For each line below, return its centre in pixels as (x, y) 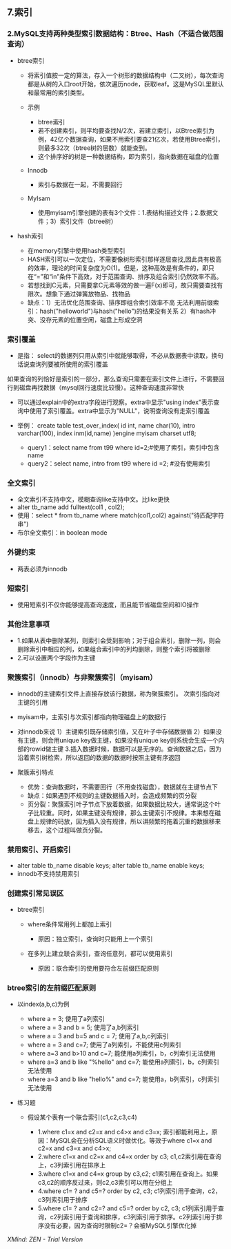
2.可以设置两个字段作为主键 (56, 658)
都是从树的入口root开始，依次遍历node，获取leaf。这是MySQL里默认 (125, 84)
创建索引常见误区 (36, 893)
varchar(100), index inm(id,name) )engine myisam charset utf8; (107, 433)
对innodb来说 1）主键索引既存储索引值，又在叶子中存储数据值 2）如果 (116, 732)
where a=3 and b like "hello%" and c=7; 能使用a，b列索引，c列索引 (123, 1079)
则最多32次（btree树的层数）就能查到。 (94, 148)
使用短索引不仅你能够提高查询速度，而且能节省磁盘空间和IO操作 (108, 604)
